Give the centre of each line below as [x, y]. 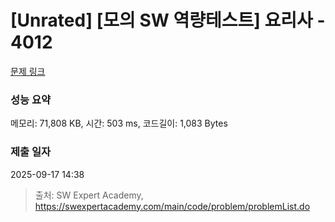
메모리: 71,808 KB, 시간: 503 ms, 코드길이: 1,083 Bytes [119, 123]
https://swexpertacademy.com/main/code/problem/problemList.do [172, 206]
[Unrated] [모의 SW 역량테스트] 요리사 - [168, 20]
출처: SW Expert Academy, [89, 195]
